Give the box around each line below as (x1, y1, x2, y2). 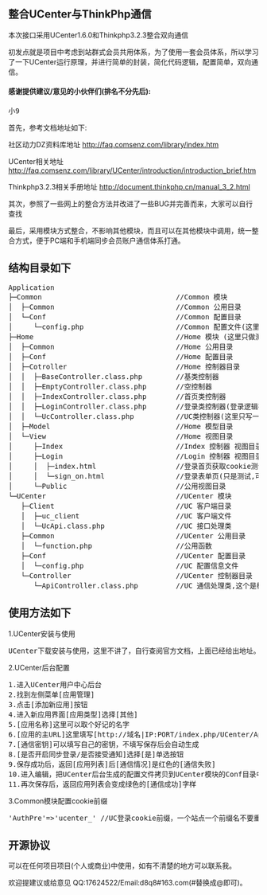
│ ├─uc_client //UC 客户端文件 (21, 511, 232, 520)
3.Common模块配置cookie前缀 (8, 795, 108, 806)
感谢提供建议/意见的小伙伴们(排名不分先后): (8, 87, 151, 96)
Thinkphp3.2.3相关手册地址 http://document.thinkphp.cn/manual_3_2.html (8, 182, 250, 192)
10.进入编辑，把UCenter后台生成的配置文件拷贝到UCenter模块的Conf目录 (8, 769, 257, 779)
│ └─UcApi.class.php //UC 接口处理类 (21, 521, 232, 530)
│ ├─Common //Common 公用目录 (8, 302, 242, 311)
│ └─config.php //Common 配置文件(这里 (8, 322, 260, 331)
